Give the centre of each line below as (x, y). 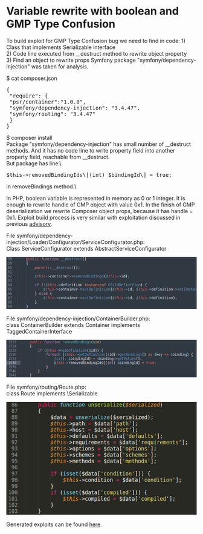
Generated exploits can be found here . (54, 524)
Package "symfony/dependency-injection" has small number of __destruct (99, 144)
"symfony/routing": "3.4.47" (53, 114)
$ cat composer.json (32, 78)
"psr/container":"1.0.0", (48, 102)
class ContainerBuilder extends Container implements (73, 325)
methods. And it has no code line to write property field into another (91, 150)
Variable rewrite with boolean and (93, 11)
